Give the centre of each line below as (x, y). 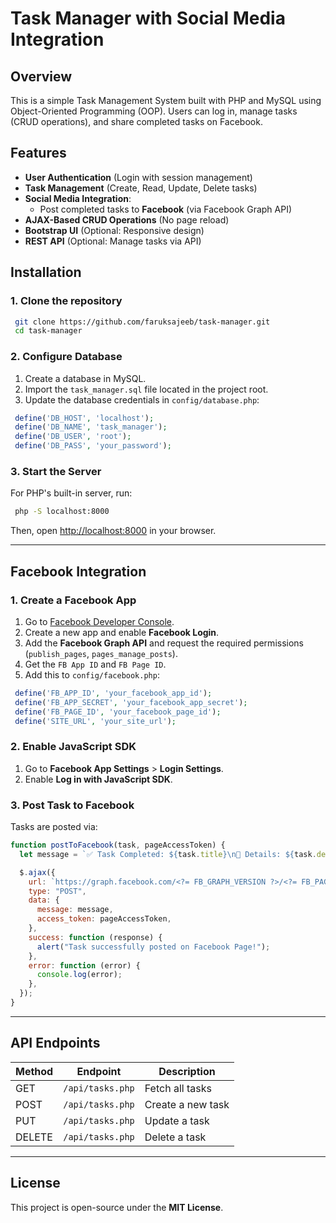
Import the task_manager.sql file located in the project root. (146, 389)
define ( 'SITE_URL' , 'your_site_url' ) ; (95, 721)
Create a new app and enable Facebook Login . (122, 632)
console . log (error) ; (79, 975)
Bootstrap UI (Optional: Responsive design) (114, 230)
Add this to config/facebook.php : (92, 674)
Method (34, 1071)
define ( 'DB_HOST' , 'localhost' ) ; (84, 418)
